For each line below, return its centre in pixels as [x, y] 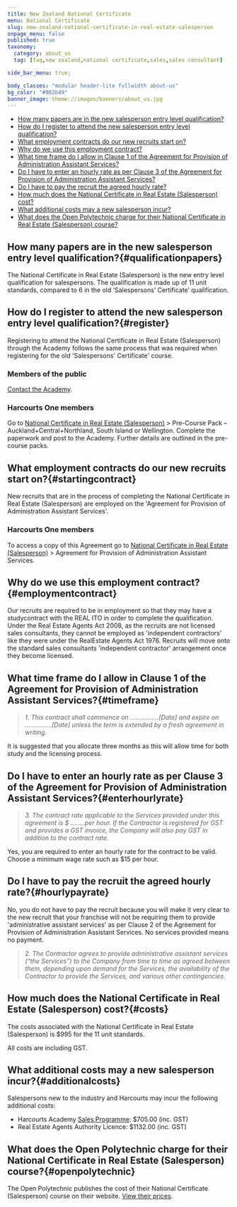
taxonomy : [22, 47]
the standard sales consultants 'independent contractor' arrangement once [117, 648]
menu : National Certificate [49, 21]
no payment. [26, 940]
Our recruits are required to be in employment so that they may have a [110, 611]
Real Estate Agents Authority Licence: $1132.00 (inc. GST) [102, 1127]
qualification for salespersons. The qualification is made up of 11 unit [107, 283]
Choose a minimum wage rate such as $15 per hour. [83, 860]
